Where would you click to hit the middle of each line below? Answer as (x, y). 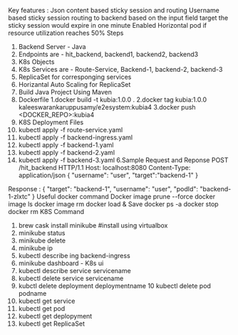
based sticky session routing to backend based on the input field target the (118, 18)
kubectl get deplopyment (55, 316)
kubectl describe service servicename (74, 271)
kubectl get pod (42, 308)
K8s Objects (36, 62)
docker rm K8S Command (46, 212)
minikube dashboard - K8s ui (61, 263)
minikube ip (35, 248)
